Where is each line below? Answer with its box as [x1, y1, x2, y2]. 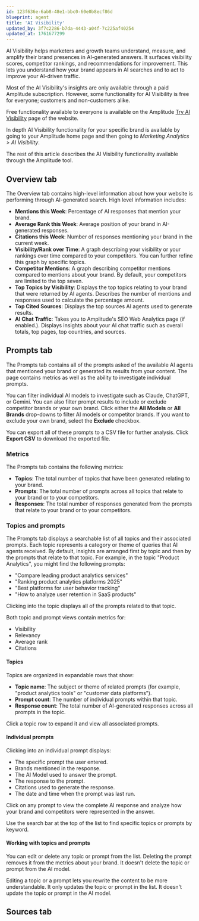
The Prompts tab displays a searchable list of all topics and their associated [6, 535, 191, 542]
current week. [14, 239, 49, 246]
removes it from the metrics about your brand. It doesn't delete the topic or [6, 859, 190, 866]
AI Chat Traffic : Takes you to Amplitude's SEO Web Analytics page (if [14, 315, 185, 322]
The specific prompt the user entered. [14, 758, 108, 765]
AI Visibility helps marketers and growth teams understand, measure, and [6, 47, 186, 54]
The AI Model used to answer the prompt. [14, 771, 117, 778]
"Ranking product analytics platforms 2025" [14, 578, 123, 585]
